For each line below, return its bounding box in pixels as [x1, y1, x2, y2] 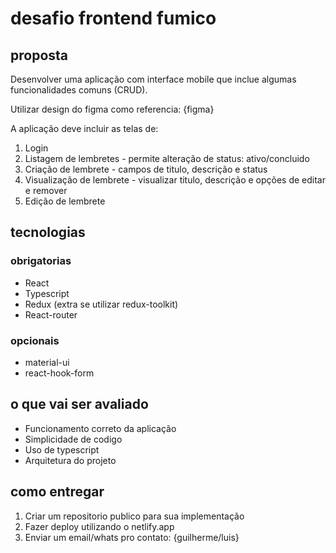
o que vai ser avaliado [10, 396, 149, 413]
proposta [10, 47, 69, 64]
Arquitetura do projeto [24, 454, 117, 466]
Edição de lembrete [24, 195, 106, 207]
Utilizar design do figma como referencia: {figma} [10, 103, 215, 115]
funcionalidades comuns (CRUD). [10, 84, 148, 96]
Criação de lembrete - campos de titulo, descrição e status [24, 163, 268, 175]
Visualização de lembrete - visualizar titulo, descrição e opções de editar [24, 174, 326, 186]
